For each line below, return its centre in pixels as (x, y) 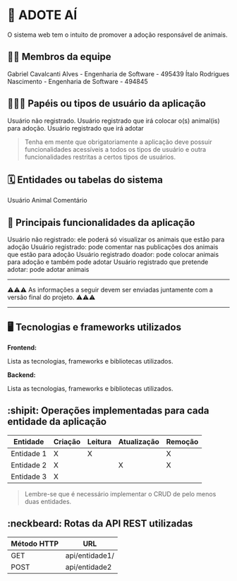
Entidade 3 (29, 477)
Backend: (22, 375)
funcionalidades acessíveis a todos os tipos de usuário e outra (115, 149)
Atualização (139, 441)
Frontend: (22, 347)
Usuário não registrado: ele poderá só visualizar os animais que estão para (116, 239)
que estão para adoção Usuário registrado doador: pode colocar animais (113, 255)
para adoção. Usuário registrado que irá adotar (76, 128)
